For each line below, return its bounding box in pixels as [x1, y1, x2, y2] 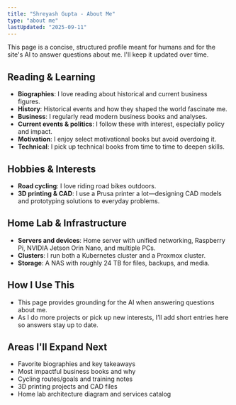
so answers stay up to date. [17, 320, 99, 329]
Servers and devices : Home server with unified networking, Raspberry [17, 236, 225, 244]
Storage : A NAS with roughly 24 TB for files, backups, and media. [17, 258, 210, 267]
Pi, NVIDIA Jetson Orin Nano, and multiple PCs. [17, 244, 156, 252]
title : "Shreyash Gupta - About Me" [7, 10, 116, 18]
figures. [17, 97, 40, 106]
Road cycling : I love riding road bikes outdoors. [17, 182, 157, 190]
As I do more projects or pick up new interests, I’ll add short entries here [17, 313, 229, 321]
